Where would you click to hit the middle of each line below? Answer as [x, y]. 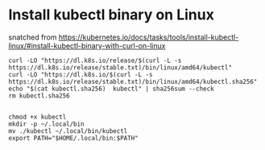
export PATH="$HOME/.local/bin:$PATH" [73, 138]
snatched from [33, 37]
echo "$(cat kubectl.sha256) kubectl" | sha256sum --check [112, 89]
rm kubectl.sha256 [39, 96]
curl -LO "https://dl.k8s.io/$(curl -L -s [81, 74]
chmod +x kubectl [37, 117]
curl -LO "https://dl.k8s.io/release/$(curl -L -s [95, 60]
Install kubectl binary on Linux [112, 15]
